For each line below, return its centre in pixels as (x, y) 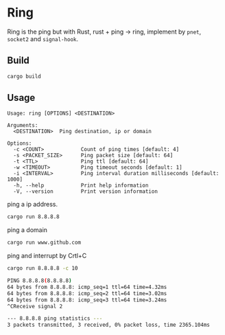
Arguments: (23, 126)
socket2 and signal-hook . (43, 38)
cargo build (24, 76)
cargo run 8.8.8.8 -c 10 (43, 268)
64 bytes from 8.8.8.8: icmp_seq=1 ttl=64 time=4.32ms (87, 287)
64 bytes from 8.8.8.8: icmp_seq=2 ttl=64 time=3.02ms (87, 293)
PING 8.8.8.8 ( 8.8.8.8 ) (39, 281)
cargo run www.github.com (44, 243)
